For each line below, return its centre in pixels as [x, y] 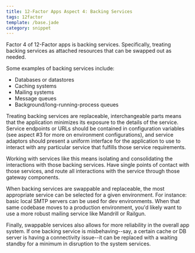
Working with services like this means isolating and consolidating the [90, 158]
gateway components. [33, 177]
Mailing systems [34, 92]
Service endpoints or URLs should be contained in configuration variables [95, 129]
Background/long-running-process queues [66, 105]
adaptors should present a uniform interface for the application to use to [93, 141]
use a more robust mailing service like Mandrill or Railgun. [76, 214]
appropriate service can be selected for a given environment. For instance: [96, 195]
